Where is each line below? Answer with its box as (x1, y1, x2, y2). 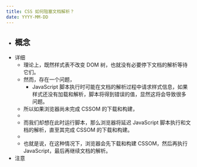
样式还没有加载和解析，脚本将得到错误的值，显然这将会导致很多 (32, 91, 186, 98)
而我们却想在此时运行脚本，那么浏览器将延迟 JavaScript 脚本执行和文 (23, 119, 191, 126)
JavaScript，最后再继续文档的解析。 (23, 148, 111, 155)
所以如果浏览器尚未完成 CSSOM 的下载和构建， (23, 105, 138, 112)
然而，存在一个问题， (23, 76, 75, 83)
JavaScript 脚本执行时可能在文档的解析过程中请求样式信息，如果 (32, 83, 188, 91)
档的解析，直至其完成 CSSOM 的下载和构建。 (23, 126, 133, 133)
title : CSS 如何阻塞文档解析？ (6, 8, 74, 15)
